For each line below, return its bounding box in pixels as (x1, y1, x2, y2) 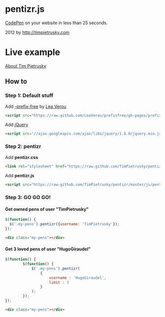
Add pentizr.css (5, 154, 38, 160)
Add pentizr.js (5, 173, 34, 179)
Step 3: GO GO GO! (5, 194, 51, 201)
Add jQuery (5, 122, 28, 128)
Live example (5, 47, 60, 58)
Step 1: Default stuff (5, 92, 54, 99)
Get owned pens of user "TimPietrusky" (5, 206, 89, 212)
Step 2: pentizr (5, 143, 41, 150)
